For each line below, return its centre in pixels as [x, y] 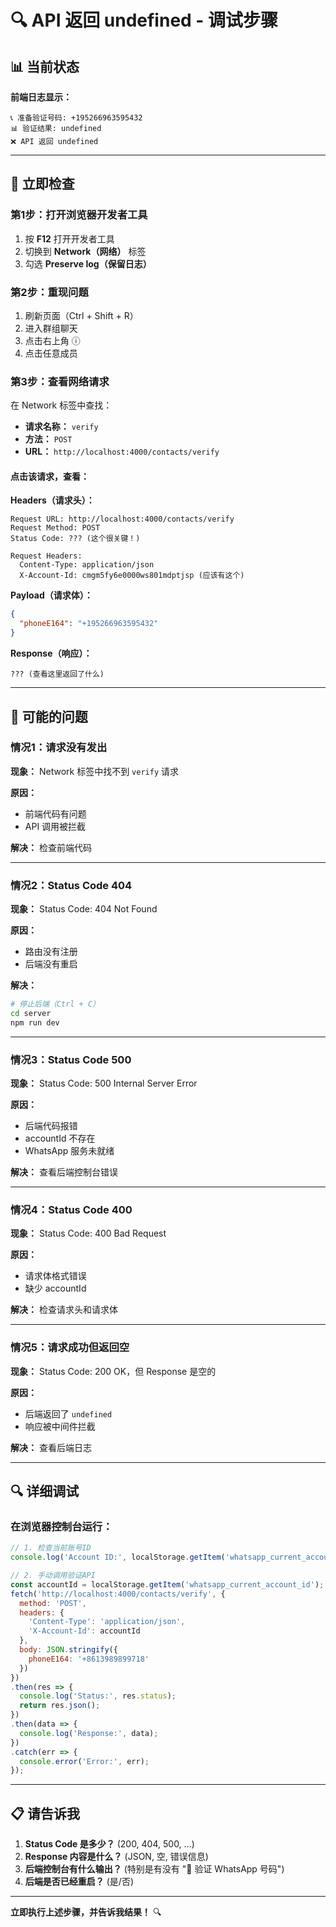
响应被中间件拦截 [60, 1426]
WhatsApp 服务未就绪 [69, 1151]
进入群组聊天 [51, 328]
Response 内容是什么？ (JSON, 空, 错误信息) [116, 1857]
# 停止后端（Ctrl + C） [55, 1004]
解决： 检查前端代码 [51, 847]
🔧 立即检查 [42, 184]
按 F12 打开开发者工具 [69, 238]
